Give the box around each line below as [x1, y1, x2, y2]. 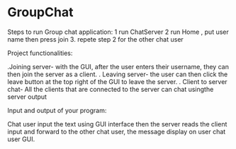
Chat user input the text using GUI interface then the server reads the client [7, 119, 227, 128]
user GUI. [7, 135, 35, 143]
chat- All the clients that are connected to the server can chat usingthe [7, 85, 214, 93]
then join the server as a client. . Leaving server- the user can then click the [7, 70, 228, 78]
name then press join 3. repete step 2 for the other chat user [7, 35, 184, 43]
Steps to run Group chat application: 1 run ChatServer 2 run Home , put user [7, 28, 229, 36]
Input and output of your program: [7, 106, 107, 114]
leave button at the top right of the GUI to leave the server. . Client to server [7, 77, 228, 85]
